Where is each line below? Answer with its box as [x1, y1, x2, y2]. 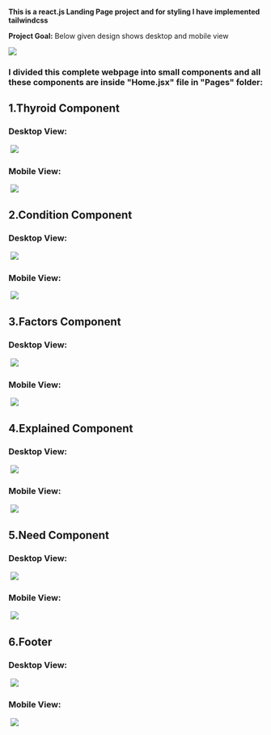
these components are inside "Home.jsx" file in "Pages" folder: [8, 76, 263, 87]
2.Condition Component [8, 208, 133, 222]
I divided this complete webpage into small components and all [8, 66, 261, 78]
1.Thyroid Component [8, 101, 120, 116]
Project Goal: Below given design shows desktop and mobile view [8, 32, 229, 40]
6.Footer [8, 635, 53, 649]
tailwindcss [8, 15, 49, 25]
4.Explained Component [8, 422, 133, 435]
